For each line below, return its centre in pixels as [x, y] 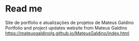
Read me [24, 9]
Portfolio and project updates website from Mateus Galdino [66, 27]
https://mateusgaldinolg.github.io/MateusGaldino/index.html [67, 33]
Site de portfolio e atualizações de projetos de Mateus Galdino [69, 22]
